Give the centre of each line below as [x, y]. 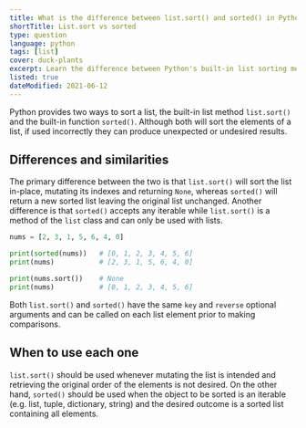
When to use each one [74, 353]
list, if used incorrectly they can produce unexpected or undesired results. [148, 131]
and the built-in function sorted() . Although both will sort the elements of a [150, 121]
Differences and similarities [89, 160]
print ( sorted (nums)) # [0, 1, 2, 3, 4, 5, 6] [102, 254]
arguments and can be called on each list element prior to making [133, 314]
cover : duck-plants [46, 60]
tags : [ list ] [34, 52]
